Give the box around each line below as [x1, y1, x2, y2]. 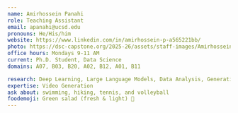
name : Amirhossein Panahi [7, 10, 84, 18]
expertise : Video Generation [7, 82, 93, 89]
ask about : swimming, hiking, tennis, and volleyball [7, 89, 170, 96]
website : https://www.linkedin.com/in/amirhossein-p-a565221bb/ [7, 37, 201, 44]
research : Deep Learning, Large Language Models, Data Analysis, [7, 76, 204, 83]
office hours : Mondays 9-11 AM [7, 50, 100, 57]
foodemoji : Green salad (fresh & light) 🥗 [7, 95, 135, 102]
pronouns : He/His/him [7, 30, 72, 37]
